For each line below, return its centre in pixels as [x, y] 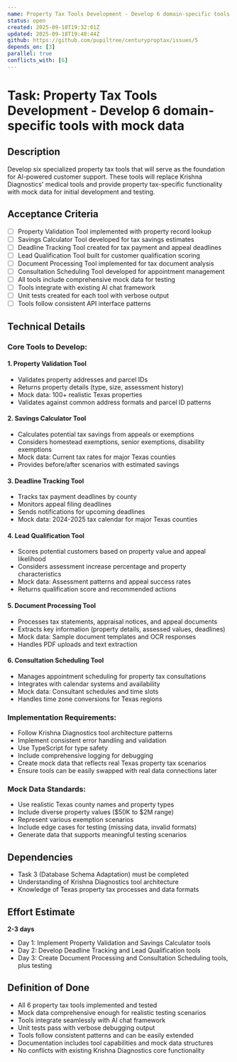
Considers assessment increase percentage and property [102, 567]
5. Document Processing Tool [52, 605]
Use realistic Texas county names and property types [96, 804]
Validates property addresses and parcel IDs [83, 379]
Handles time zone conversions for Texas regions [90, 699]
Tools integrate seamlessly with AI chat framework [92, 1020]
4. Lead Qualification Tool [46, 535]
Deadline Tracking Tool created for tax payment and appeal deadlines [120, 247]
